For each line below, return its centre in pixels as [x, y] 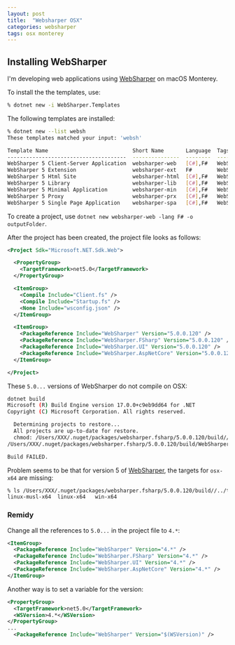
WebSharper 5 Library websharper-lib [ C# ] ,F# [108, 183]
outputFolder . [27, 224]
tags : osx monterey [36, 33]
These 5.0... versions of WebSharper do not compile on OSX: [97, 386]
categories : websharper [42, 27]
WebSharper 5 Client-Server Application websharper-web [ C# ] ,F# [108, 164]
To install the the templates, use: [54, 93]
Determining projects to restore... [67, 425]
